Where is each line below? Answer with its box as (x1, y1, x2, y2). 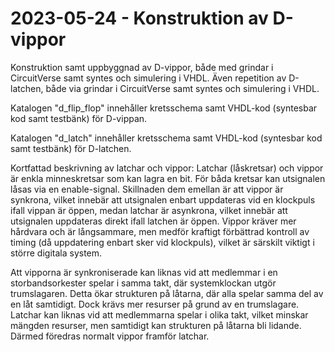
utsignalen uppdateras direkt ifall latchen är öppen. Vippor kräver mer (10, 215, 297, 227)
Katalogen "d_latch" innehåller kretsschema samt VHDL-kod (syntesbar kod (10, 132, 323, 144)
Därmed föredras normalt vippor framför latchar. (10, 330, 210, 342)
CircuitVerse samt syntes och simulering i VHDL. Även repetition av (10, 72, 287, 84)
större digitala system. (10, 247, 103, 259)
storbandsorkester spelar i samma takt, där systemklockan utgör (10, 277, 277, 289)
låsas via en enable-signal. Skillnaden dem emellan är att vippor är (10, 183, 284, 195)
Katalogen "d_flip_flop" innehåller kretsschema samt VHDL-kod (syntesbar (10, 102, 318, 114)
